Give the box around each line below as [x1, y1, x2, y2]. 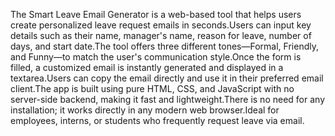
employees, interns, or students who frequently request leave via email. [10, 115, 305, 126]
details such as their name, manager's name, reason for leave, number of [10, 30, 312, 41]
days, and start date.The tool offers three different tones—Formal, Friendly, [10, 40, 319, 52]
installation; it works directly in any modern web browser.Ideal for [10, 104, 280, 116]
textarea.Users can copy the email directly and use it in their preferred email [10, 72, 324, 84]
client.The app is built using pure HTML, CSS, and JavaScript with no [10, 83, 295, 94]
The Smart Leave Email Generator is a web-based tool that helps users [10, 9, 302, 20]
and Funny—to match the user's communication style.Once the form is [10, 51, 302, 63]
